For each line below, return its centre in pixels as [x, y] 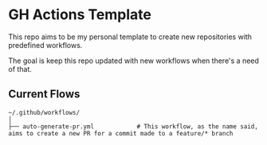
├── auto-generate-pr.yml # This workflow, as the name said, [133, 126]
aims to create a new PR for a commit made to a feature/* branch [121, 133]
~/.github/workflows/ [44, 112]
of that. [20, 69]
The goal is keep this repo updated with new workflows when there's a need [133, 61]
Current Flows [44, 94]
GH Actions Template [80, 15]
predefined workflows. [45, 45]
